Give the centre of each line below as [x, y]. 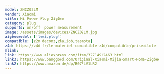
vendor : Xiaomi [20, 14]
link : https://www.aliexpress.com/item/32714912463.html [64, 55]
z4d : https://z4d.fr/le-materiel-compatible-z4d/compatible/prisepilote [81, 46]
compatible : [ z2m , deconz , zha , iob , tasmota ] [49, 41]
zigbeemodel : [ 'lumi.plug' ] [34, 37]
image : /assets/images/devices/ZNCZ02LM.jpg [51, 32]
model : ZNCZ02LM [21, 9]
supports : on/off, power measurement [43, 28]
